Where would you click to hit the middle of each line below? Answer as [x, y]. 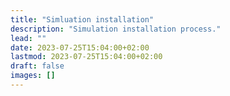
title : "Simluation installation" [82, 19]
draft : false [37, 66]
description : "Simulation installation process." [116, 29]
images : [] [33, 76]
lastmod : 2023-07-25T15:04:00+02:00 [86, 57]
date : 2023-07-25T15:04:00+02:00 [80, 47]
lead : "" [28, 38]
